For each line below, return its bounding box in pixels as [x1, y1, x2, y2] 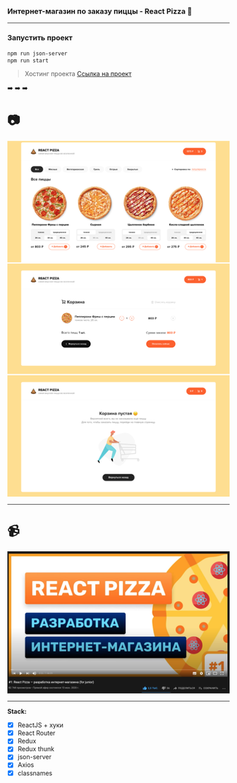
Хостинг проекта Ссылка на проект [24, 69, 132, 78]
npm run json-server [7, 49, 68, 57]
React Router [17, 729, 56, 737]
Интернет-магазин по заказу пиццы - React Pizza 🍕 [7, 6, 193, 16]
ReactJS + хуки [17, 721, 63, 729]
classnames [17, 769, 53, 777]
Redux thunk [17, 745, 55, 753]
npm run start [7, 56, 49, 64]
